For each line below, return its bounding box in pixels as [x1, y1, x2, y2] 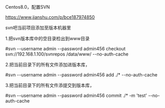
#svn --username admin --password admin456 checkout [5, 46, 126, 51]
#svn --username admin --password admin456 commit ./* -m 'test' [5, 93, 147, 98]
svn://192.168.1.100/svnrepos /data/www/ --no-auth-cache [5, 51, 129, 57]
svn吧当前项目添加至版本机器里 [5, 24, 72, 31]
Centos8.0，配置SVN [5, 4, 50, 10]
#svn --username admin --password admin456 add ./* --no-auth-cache [5, 72, 157, 77]
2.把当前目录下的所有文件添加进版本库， [5, 62, 90, 67]
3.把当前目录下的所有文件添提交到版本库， [5, 83, 95, 88]
